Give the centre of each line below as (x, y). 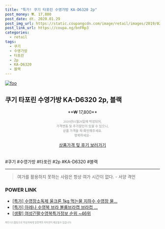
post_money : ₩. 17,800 (28, 14)
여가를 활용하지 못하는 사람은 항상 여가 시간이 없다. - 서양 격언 (76, 177)
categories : (17, 33)
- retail (18, 37)
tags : (11, 42)
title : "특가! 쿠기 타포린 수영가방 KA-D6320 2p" (51, 10)
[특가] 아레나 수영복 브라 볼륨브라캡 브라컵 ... (55, 207)
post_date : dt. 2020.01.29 (33, 19)
